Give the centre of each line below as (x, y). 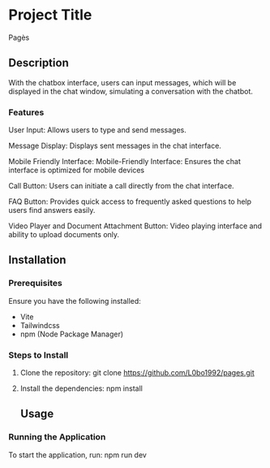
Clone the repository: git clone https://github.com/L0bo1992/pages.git (137, 373)
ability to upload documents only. (64, 235)
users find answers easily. (52, 210)
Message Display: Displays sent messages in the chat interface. (115, 146)
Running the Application (57, 437)
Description (39, 63)
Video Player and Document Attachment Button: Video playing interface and (135, 226)
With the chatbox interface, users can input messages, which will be (122, 82)
